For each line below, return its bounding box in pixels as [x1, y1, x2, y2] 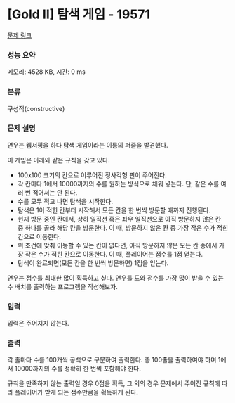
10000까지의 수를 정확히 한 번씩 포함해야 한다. [14, 364, 142, 373]
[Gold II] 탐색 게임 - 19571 [7, 6, 151, 23]
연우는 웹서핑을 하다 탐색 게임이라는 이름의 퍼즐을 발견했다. [7, 141, 168, 149]
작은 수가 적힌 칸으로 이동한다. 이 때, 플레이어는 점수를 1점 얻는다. [25, 250, 203, 258]
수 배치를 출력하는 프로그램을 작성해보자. [7, 282, 118, 290]
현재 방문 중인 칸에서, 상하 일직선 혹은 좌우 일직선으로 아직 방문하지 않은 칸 [17, 215, 222, 223]
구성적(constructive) [7, 104, 65, 113]
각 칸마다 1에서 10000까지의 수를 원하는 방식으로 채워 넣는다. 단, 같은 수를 [17, 179, 220, 188]
